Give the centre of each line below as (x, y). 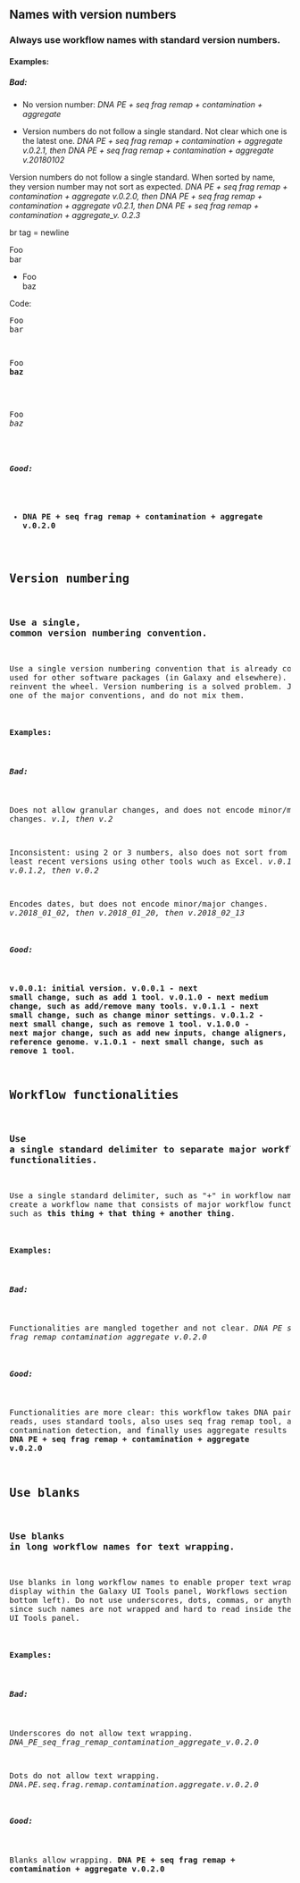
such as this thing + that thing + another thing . (122, 1214)
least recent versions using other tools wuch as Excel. (137, 861)
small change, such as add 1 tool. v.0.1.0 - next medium (139, 997)
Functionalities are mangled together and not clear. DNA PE (146, 1328)
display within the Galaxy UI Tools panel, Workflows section (148, 1592)
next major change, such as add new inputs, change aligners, (148, 1033)
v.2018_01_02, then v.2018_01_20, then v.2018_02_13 (127, 913)
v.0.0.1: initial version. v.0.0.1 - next (104, 988)
